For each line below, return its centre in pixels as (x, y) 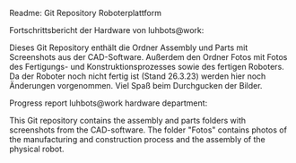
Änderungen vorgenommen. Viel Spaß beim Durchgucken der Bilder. (136, 86)
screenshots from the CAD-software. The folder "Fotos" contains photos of (148, 130)
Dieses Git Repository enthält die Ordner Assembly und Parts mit (129, 47)
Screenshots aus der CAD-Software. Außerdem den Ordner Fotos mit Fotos (148, 57)
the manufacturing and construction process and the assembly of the (138, 139)
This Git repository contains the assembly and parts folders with (128, 120)
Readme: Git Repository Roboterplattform (85, 13)
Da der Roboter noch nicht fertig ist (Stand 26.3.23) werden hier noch (138, 76)
